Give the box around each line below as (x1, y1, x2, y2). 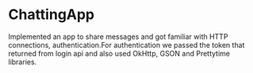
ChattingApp (8, 6, 95, 24)
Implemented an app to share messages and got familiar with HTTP (8, 32, 228, 41)
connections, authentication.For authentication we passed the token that (8, 40, 245, 49)
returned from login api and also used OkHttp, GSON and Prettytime (8, 48, 231, 58)
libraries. (8, 57, 37, 67)
